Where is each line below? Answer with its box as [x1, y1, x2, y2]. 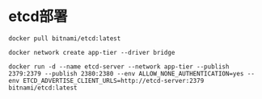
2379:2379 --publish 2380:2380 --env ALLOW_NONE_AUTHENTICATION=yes [8, 69, 244, 77]
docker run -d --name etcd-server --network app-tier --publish [8, 62, 230, 71]
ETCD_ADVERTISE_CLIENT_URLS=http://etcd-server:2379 [23, 76, 205, 85]
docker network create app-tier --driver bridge [8, 48, 175, 56]
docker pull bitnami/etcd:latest [8, 34, 121, 43]
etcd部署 [8, 7, 68, 26]
